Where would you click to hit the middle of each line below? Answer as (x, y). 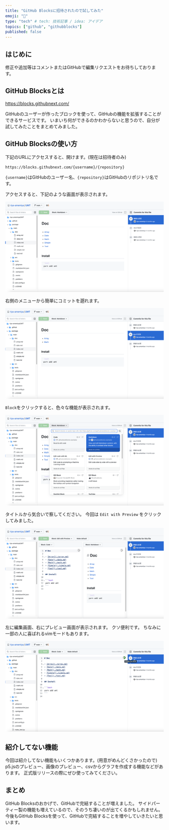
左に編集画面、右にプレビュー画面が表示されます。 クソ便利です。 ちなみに (83, 627)
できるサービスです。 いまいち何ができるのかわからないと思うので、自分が (82, 120)
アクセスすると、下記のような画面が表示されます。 (58, 194)
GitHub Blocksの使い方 (41, 144)
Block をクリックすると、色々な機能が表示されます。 (59, 408)
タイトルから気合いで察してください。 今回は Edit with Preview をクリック (83, 515)
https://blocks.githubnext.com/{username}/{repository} (65, 167)
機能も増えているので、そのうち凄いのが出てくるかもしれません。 (95, 809)
